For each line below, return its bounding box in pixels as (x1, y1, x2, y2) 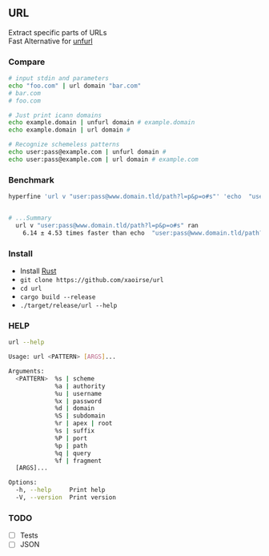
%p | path (54, 441, 88, 449)
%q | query (54, 449, 91, 457)
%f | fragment (54, 457, 102, 465)
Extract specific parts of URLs (8, 27, 107, 37)
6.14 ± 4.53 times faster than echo (22, 228, 146, 237)
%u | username (54, 389, 102, 397)
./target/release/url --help (19, 301, 118, 309)
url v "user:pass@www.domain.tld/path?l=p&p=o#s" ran (15, 221, 199, 229)
